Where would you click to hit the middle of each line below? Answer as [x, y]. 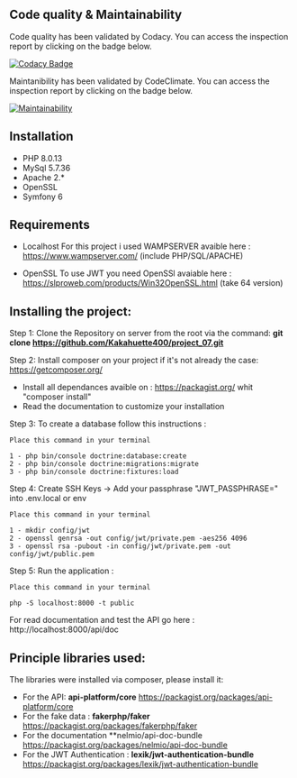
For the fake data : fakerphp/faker [86, 717]
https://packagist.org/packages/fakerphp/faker [110, 726]
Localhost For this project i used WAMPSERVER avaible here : [136, 246]
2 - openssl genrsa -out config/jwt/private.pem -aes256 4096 [128, 539]
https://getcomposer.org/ [56, 370]
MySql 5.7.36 [46, 168]
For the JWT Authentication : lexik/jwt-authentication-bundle [138, 755]
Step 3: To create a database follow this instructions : [108, 424]
